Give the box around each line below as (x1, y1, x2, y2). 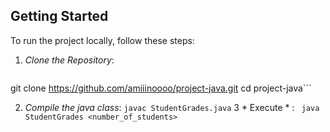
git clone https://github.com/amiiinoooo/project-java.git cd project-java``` (10, 82, 312, 94)
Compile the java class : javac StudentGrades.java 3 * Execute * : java (24, 101, 320, 113)
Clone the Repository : (24, 54, 115, 66)
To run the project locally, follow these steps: (10, 34, 195, 46)
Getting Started (10, 8, 109, 25)
